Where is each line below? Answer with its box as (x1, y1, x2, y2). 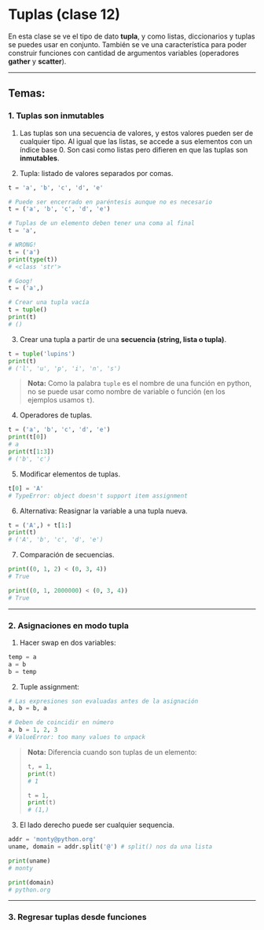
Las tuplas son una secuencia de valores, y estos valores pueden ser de (19, 128, 254, 138)
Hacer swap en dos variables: (19, 638, 116, 647)
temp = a (8, 652, 37, 661)
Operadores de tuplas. (19, 410, 93, 420)
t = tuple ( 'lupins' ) (8, 350, 76, 358)
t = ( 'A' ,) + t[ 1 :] (8, 521, 72, 529)
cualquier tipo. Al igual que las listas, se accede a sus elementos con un (19, 136, 253, 146)
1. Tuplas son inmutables (8, 110, 104, 121)
